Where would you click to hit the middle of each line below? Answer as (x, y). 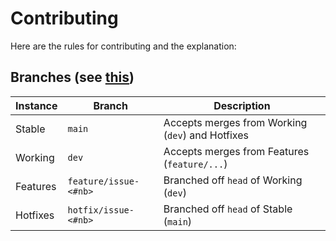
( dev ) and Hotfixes (206, 135)
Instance (36, 105)
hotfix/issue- (101, 210)
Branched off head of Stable (228, 209)
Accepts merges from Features (236, 151)
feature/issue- (103, 181)
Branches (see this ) (72, 77)
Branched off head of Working (233, 180)
